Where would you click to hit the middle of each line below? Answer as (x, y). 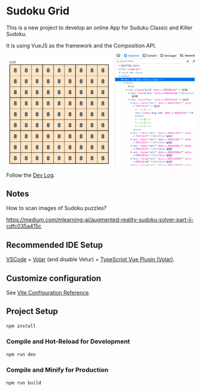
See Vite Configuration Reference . (48, 293)
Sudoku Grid (38, 11)
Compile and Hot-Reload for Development (68, 341)
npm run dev (21, 354)
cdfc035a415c (24, 226)
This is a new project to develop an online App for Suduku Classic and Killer (99, 28)
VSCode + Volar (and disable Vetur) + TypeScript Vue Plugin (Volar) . (91, 259)
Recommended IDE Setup (55, 245)
